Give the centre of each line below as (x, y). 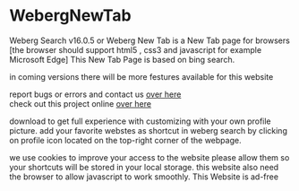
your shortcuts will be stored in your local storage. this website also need (144, 167)
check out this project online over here (81, 103)
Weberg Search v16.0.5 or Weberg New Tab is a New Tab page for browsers (150, 40)
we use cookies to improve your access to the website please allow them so (149, 157)
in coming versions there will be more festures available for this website (141, 76)
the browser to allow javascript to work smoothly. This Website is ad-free (144, 177)
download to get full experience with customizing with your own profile (140, 121)
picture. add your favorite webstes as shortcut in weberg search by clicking (149, 130)
